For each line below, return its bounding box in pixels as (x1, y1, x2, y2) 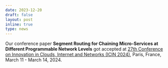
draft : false (5, 12, 33, 17)
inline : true (5, 21, 33, 27)
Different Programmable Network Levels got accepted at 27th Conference (5, 46, 163, 52)
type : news (5, 27, 29, 32)
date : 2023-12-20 (5, 7, 42, 13)
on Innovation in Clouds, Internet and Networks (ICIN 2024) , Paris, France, (5, 52, 161, 58)
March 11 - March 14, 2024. (5, 57, 62, 63)
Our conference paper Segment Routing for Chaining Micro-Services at (5, 40, 159, 47)
